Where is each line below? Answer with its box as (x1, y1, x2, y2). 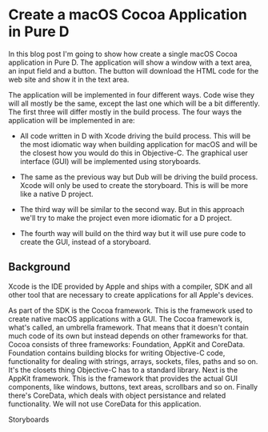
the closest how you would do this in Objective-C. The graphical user (19, 148, 248, 158)
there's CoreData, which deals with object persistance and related (8, 390, 226, 400)
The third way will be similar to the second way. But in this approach (19, 204, 245, 214)
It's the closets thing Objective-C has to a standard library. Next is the (8, 365, 238, 374)
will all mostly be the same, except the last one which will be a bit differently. (8, 98, 260, 108)
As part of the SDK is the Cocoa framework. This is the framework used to (8, 306, 254, 315)
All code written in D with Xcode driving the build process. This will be (19, 130, 251, 141)
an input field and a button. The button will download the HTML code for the (8, 66, 259, 75)
